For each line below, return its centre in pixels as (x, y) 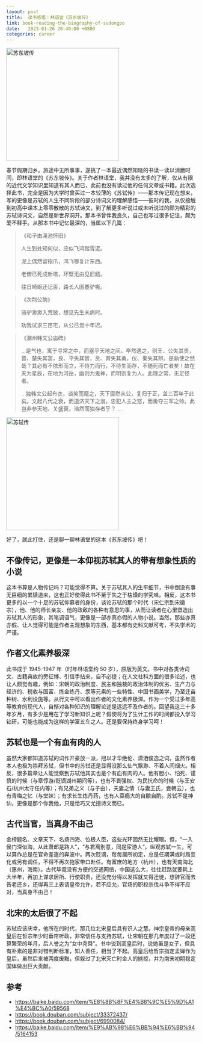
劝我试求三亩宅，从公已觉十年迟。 (63, 325)
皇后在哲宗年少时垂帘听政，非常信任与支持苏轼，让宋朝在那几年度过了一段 (98, 936)
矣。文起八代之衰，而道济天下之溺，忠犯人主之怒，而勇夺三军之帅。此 (108, 401)
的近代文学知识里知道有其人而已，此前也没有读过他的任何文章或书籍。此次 (98, 185)
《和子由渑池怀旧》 (45, 236)
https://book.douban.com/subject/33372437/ (71, 1014)
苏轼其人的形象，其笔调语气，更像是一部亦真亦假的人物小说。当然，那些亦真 (101, 617)
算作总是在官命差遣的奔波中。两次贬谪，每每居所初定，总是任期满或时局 (101, 855)
